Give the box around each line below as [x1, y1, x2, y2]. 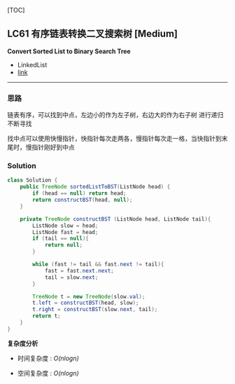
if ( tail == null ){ [32, 235, 90, 242]
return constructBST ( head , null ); [32, 196, 133, 204]
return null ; [44, 242, 83, 249]
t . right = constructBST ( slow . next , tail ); [32, 306, 158, 313]
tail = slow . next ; [44, 273, 99, 281]
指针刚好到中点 [31, 143, 75, 151]
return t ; [32, 313, 61, 320]
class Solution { [7, 177, 58, 184]
